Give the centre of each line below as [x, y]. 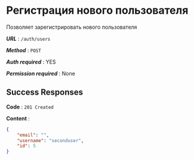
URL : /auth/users [28, 38]
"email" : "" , [33, 135]
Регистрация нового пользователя [97, 10]
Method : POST [24, 50]
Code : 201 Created [30, 107]
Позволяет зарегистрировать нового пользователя [72, 27]
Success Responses [45, 93]
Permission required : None [41, 73]
